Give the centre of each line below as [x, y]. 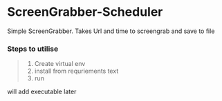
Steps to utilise [33, 49]
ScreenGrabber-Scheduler [85, 12]
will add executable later [42, 92]
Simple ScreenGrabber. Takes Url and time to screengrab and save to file [111, 31]
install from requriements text [76, 71]
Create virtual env [60, 64]
